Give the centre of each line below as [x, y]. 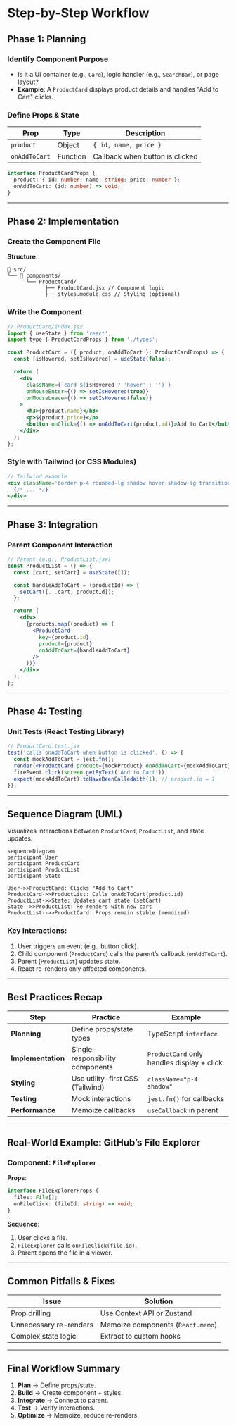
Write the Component [45, 312]
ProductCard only [175, 1053]
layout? [28, 82]
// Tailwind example [38, 476]
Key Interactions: [37, 931]
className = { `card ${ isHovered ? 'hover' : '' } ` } [98, 385]
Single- [84, 1049]
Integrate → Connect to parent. [63, 1401]
